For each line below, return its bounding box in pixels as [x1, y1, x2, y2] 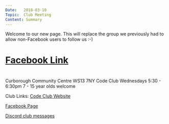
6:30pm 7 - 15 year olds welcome [5, 83, 76, 89]
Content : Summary [5, 17, 42, 22]
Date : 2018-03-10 [5, 7, 47, 13]
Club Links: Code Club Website [5, 93, 70, 99]
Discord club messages [5, 113, 55, 119]
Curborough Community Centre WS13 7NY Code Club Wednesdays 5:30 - [5, 78, 161, 84]
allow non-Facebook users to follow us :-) [5, 36, 93, 42]
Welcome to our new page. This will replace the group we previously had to [5, 31, 164, 37]
